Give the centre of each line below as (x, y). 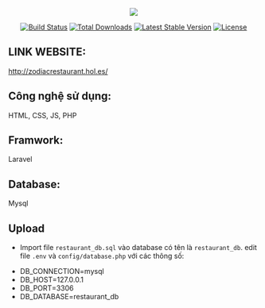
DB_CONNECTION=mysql (62, 271)
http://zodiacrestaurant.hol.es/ (58, 71)
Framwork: (36, 140)
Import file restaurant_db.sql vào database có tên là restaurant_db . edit (138, 248)
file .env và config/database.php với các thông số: (102, 256)
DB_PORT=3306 (47, 288)
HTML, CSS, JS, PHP (43, 115)
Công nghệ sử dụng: (60, 96)
